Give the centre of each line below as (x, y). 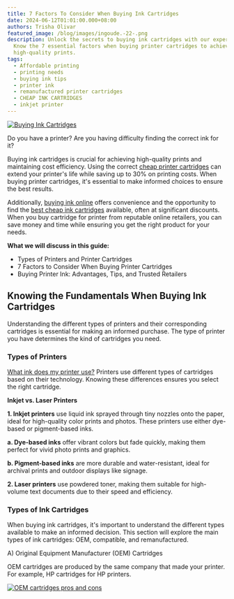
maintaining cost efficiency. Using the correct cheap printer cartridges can (114, 166)
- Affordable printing (46, 66)
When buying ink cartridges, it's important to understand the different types (116, 525)
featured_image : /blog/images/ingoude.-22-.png (78, 33)
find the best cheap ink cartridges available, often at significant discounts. (114, 210)
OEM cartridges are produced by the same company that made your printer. (116, 567)
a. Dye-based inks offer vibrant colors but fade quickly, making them (107, 442)
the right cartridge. (34, 387)
